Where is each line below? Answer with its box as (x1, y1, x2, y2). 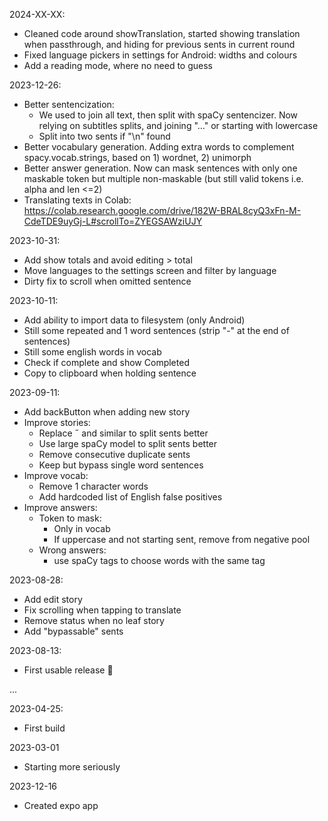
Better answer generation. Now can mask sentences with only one (23, 162, 298, 174)
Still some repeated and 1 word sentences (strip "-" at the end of (23, 325, 290, 336)
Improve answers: (23, 502, 98, 513)
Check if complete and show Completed (23, 357, 190, 368)
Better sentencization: (23, 99, 115, 110)
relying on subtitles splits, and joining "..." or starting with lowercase (38, 120, 319, 131)
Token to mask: (38, 512, 102, 524)
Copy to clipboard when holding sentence (23, 367, 197, 379)
